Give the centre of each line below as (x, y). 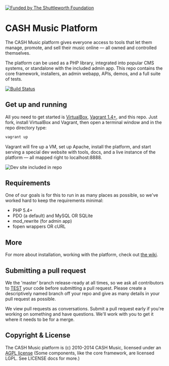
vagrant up (17, 137)
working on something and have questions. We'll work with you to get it (79, 314)
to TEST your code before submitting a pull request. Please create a (76, 288)
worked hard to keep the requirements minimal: (54, 200)
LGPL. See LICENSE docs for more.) (42, 358)
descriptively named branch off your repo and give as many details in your (82, 294)
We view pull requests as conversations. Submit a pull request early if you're (85, 309)
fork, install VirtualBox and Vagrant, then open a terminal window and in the (84, 122)
